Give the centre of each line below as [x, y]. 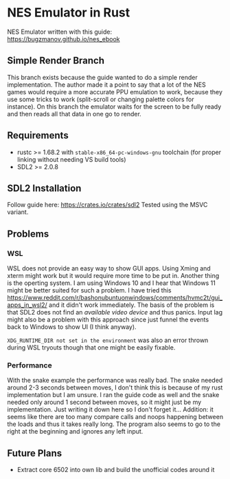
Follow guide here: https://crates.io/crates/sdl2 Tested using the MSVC [107, 205]
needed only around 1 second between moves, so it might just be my [104, 402]
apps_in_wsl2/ [27, 305]
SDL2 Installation [44, 188]
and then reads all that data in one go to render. [74, 114]
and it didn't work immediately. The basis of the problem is [132, 305]
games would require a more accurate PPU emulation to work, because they [115, 92]
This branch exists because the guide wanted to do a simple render [102, 77]
